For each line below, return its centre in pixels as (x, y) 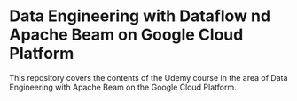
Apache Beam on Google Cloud (126, 35)
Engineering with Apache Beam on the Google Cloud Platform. (123, 87)
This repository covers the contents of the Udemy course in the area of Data (148, 77)
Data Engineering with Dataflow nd (140, 16)
